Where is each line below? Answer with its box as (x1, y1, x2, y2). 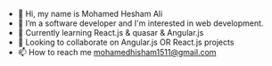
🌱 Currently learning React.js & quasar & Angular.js (17, 28, 204, 37)
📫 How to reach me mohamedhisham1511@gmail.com (17, 47, 217, 57)
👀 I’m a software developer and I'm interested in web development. (17, 18, 264, 29)
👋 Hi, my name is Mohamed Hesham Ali (17, 9, 163, 19)
